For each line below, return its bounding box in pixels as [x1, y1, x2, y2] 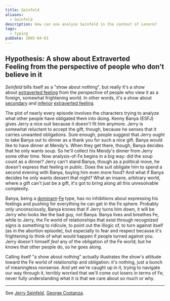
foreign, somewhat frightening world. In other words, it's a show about [5, 94, 152, 101]
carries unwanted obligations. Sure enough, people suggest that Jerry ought [5, 131, 165, 138]
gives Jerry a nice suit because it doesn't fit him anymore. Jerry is [5, 120, 143, 127]
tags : [5, 26, 17, 31]
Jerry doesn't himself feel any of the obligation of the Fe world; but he [5, 238, 151, 244]
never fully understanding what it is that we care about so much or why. [5, 275, 155, 281]
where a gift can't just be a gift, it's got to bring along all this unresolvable [5, 180, 158, 186]
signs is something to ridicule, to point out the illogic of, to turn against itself [5, 222, 163, 228]
